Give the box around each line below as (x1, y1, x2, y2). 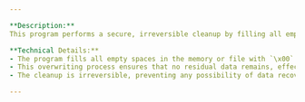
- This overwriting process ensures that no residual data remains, (9, 62, 274, 72)
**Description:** (9, 21, 75, 30)
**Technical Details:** (9, 46, 100, 55)
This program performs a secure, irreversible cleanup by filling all (9, 29, 282, 39)
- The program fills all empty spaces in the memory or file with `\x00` (9, 54, 295, 63)
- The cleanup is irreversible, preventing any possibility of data (9, 71, 274, 80)
